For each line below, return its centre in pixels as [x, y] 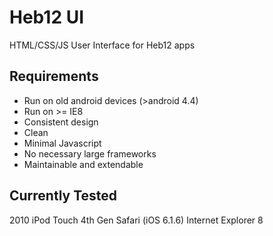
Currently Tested [63, 196]
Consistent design [61, 122]
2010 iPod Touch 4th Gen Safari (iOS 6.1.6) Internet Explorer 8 [136, 220]
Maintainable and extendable [83, 164]
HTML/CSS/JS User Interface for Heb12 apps [102, 45]
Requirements [54, 76]
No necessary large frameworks [90, 153]
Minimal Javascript [62, 143]
